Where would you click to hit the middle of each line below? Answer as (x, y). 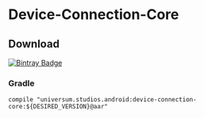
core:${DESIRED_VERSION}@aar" (58, 107)
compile (21, 100)
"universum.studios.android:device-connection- (117, 100)
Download (34, 44)
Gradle (21, 83)
